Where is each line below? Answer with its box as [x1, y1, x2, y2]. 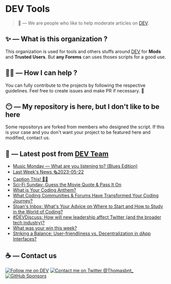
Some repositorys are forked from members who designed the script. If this [5, 124, 165, 130]
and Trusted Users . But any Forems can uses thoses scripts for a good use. [5, 54, 166, 60]
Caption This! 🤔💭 [12, 176, 49, 182]
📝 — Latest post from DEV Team [5, 149, 109, 158]
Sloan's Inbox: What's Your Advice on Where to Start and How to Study [12, 203, 163, 209]
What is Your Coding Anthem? [12, 187, 77, 193]
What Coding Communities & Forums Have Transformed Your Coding [12, 193, 159, 199]
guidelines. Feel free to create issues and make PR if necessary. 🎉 [5, 87, 144, 93]
